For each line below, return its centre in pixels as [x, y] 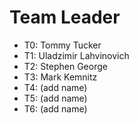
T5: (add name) [55, 98]
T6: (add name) [55, 108]
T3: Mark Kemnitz [60, 77]
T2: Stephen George [65, 66]
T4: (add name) [55, 87]
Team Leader [65, 17]
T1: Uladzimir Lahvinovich [76, 55]
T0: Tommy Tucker [62, 45]
